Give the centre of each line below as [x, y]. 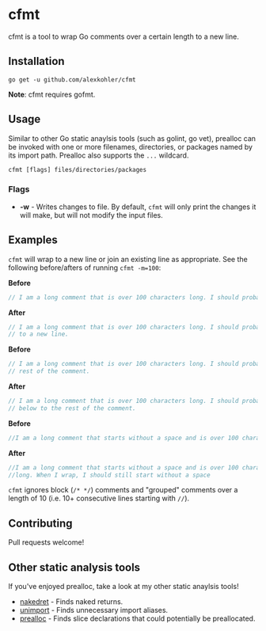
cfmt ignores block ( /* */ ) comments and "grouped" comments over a [123, 490]
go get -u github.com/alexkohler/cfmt [72, 80]
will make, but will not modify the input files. [91, 215]
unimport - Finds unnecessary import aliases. [94, 610]
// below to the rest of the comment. [72, 408]
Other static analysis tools [74, 567]
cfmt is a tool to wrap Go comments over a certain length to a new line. [124, 36]
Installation [36, 61]
